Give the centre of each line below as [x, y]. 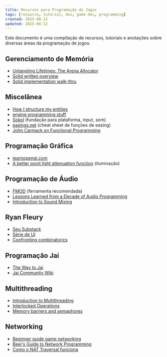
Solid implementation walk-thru [44, 82]
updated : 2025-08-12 [27, 24]
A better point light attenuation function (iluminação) [66, 163]
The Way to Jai [28, 268]
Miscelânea [24, 97]
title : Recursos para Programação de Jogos [51, 10]
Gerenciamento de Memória [49, 59]
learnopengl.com [30, 158]
